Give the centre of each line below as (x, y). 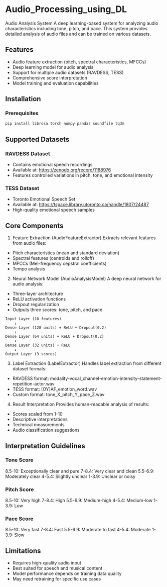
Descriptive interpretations (40, 419)
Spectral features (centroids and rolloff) (53, 258)
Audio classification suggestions (46, 430)
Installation (23, 99)
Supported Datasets (37, 139)
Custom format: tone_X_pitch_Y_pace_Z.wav (58, 395)
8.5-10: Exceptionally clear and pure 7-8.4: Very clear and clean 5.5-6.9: (80, 471)
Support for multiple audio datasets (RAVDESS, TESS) (68, 72)
